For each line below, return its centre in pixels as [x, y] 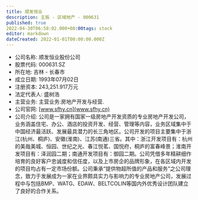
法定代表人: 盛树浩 [37, 94]
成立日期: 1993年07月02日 [47, 79]
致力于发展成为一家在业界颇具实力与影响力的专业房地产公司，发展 [106, 176]
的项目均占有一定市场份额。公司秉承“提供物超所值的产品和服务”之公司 [100, 168]
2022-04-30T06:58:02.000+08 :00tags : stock [59, 28]
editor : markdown [28, 34]
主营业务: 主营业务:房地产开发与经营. [59, 101]
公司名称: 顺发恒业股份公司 [47, 57]
